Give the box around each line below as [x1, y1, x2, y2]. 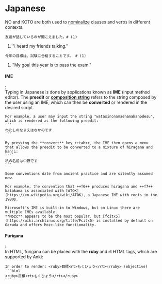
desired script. [5, 105, 34, 111]
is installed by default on [96, 218, 153, 223]
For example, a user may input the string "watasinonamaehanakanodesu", [5, 114, 155, 119]
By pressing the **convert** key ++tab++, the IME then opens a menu [5, 141, 149, 146]
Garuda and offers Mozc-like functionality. [5, 223, 97, 227]
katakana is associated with [5, 189, 64, 193]
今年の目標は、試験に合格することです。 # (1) [5, 53, 86, 58]
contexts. [5, 24, 24, 30]
